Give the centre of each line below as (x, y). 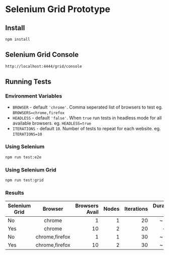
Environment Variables (34, 96)
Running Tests (28, 82)
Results (15, 193)
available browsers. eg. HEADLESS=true (52, 123)
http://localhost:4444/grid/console (44, 66)
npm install (18, 39)
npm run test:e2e (23, 157)
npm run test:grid (24, 180)
